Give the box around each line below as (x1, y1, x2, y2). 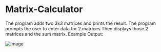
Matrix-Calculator (5, 4, 83, 15)
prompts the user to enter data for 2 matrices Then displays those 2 (5, 25, 149, 31)
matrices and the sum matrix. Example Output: (5, 31, 104, 37)
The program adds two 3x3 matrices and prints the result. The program (5, 20, 156, 26)
